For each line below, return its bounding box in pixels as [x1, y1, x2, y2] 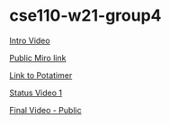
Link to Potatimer [9, 69, 73, 81]
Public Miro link [9, 52, 67, 63]
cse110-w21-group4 [9, 5, 162, 26]
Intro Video [9, 35, 51, 46]
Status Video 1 [9, 87, 63, 98]
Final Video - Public [9, 104, 83, 115]
